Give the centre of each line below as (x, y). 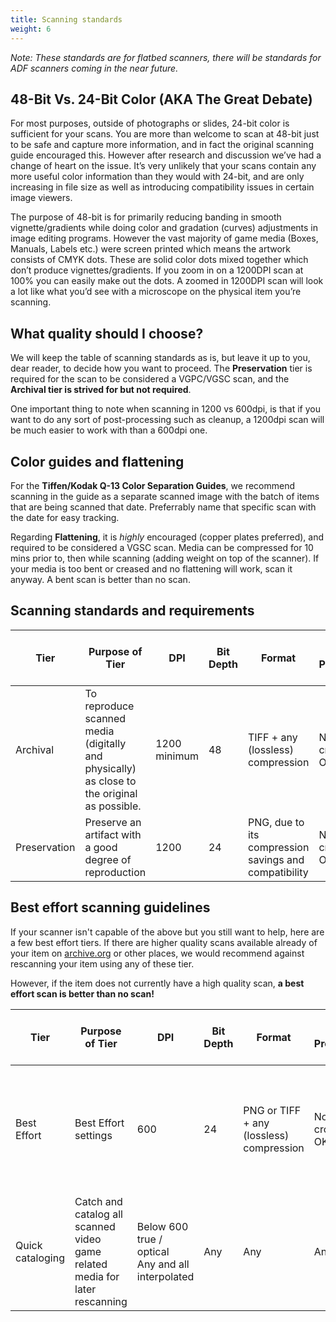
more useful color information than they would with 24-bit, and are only (157, 177)
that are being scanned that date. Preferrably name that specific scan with (163, 507)
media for (97, 1276)
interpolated (165, 1276)
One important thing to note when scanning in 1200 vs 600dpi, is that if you (165, 409)
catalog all (98, 1214)
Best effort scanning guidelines (110, 907)
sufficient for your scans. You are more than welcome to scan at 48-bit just (165, 134)
